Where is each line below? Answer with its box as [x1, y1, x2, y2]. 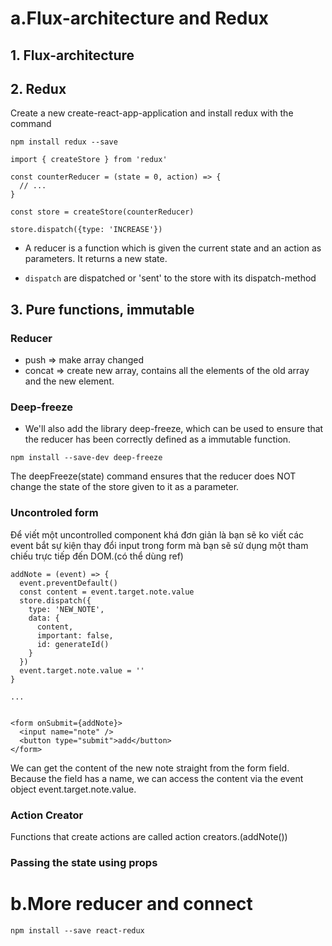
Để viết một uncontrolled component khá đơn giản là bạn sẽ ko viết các [10, 528, 305, 541]
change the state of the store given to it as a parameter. [10, 481, 240, 493]
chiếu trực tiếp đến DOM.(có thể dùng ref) [10, 550, 184, 562]
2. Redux [10, 80, 67, 97]
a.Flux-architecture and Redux [10, 7, 270, 30]
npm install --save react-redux [10, 925, 145, 936]
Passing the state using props [10, 855, 158, 869]
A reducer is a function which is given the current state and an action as [24, 242, 322, 254]
